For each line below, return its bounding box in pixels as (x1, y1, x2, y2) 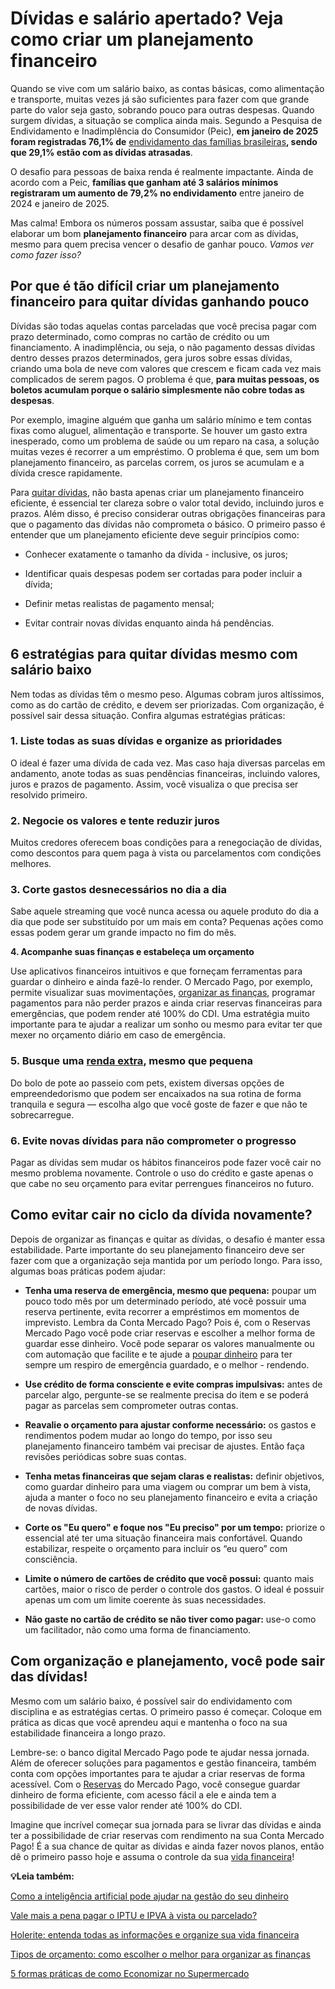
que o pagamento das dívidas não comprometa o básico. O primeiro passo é (10, 518, 326, 530)
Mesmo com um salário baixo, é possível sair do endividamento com (10, 1695, 293, 1707)
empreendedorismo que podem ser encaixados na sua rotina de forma (10, 1087, 302, 1099)
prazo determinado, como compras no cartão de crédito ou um (10, 330, 270, 342)
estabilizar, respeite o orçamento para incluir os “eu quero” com (24, 1542, 288, 1554)
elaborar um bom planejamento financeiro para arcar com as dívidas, (10, 227, 299, 239)
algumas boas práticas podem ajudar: (10, 1265, 167, 1277)
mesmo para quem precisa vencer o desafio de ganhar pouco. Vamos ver (10, 238, 315, 250)
